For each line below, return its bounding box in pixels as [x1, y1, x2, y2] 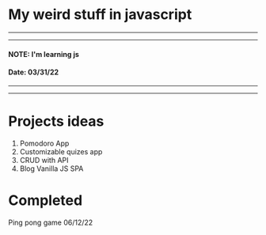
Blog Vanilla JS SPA [19, 164, 84, 173]
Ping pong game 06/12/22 [8, 218, 93, 227]
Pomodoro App [19, 138, 70, 148]
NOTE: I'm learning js [8, 49, 79, 59]
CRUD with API [19, 155, 69, 165]
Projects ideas [8, 112, 104, 130]
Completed [8, 191, 83, 209]
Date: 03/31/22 [8, 67, 59, 77]
